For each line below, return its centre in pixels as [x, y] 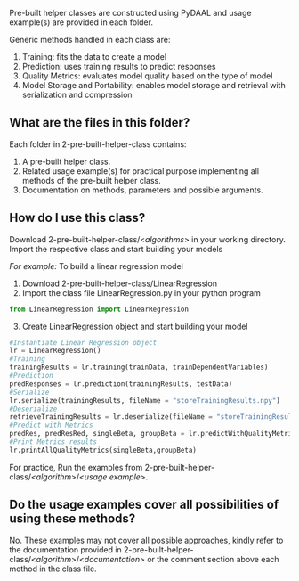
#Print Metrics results [53, 442]
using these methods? [73, 519]
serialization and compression [77, 94]
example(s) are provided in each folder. [81, 22]
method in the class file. [53, 569]
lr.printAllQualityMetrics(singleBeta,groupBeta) [103, 450]
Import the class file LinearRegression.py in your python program [141, 292]
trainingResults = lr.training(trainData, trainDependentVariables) [139, 368]
